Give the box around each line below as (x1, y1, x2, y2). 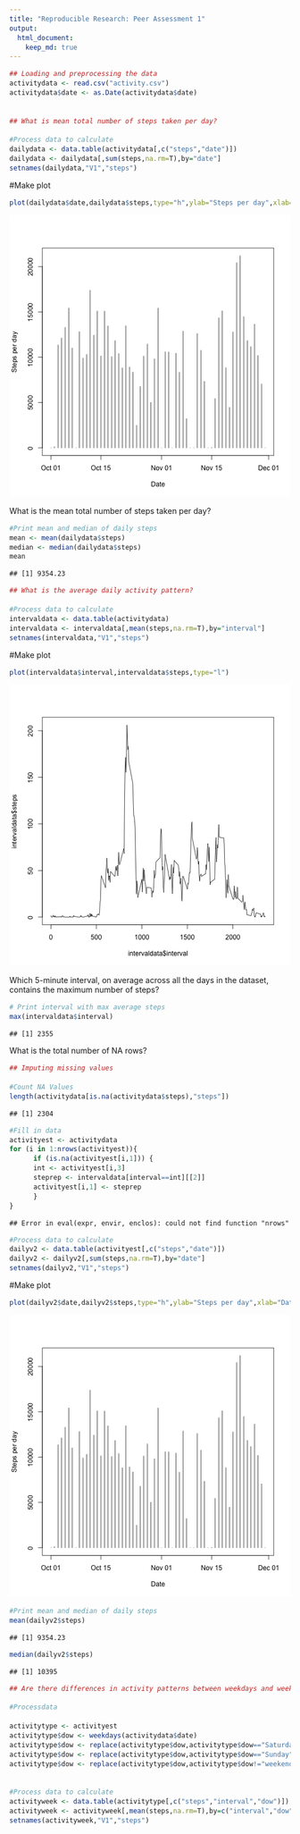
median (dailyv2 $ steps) (9, 1650, 94, 1659)
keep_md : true (25, 43, 78, 52)
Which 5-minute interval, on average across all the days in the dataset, (9, 975, 270, 986)
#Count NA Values (9, 1082, 74, 1091)
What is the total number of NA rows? (9, 1046, 147, 1056)
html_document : (17, 33, 74, 42)
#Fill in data (9, 1126, 62, 1135)
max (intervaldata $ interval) (9, 1013, 114, 1022)
